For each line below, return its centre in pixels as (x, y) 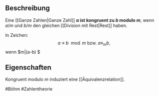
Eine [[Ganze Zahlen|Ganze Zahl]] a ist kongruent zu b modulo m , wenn (80, 20)
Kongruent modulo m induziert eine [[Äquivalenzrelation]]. (65, 80)
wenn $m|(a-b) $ (23, 52)
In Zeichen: (17, 35)
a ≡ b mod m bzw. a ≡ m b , (84, 43)
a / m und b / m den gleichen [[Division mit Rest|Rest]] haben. (66, 25)
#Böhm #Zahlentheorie (29, 89)
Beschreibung (27, 8)
